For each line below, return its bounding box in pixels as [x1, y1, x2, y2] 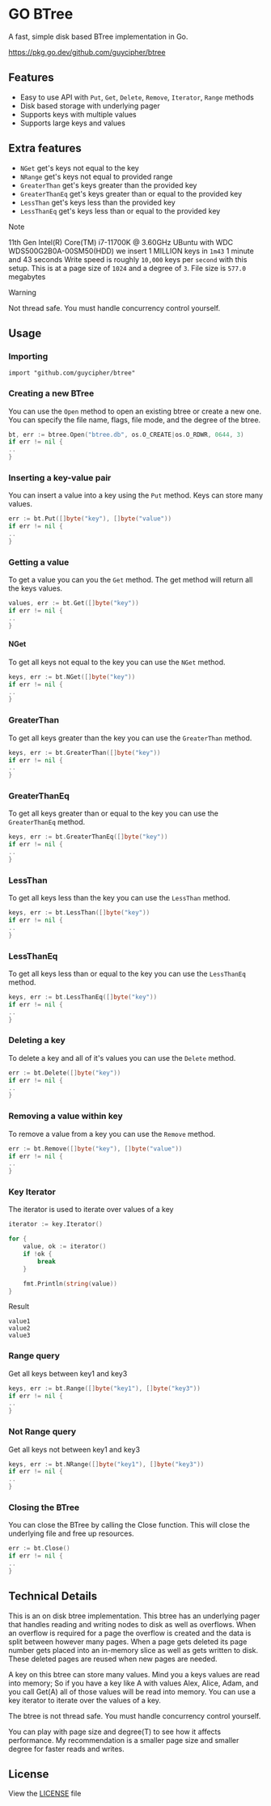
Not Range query [8, 1426, 77, 1437]
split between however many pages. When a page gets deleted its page [8, 1636, 248, 1647]
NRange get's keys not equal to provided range [19, 172, 173, 181]
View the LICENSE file [8, 1789, 82, 1799]
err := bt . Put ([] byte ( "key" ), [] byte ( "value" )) [8, 515, 172, 523]
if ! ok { [23, 1250, 53, 1258]
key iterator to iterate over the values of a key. [8, 1695, 162, 1705]
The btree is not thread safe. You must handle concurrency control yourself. [8, 1711, 261, 1720]
